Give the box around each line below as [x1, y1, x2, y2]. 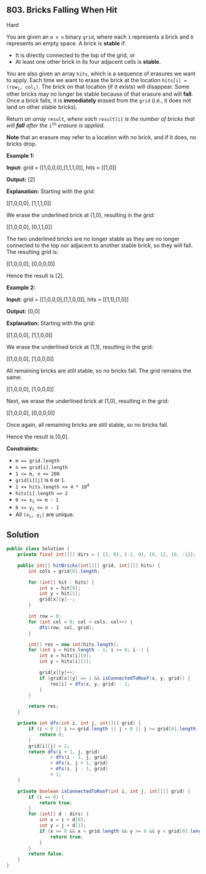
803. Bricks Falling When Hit [6, 5, 118, 15]
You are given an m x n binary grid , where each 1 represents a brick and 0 [6, 33, 194, 40]
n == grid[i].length [15, 464, 68, 471]
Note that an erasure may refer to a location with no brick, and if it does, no [6, 134, 197, 141]
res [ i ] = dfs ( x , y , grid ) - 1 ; [50, 681, 131, 687]
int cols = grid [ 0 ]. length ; [28, 568, 100, 574]
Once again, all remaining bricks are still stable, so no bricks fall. [6, 421, 169, 429]
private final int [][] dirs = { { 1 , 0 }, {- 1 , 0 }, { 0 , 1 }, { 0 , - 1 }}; [17, 551, 196, 558]
